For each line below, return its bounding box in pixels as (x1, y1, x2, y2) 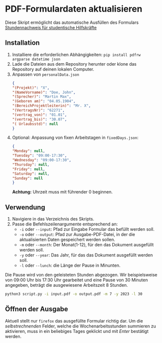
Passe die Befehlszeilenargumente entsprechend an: (12, 221, 118, 227)
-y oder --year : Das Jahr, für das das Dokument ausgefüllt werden (19, 252, 153, 258)
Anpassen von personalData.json (12, 71, 79, 77)
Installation (5, 39, 40, 47)
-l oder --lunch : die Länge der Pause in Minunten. (19, 262, 121, 268)
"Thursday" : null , (12, 162, 50, 167)
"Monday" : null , (12, 149, 45, 154)
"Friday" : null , (12, 167, 45, 171)
